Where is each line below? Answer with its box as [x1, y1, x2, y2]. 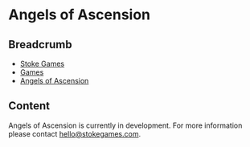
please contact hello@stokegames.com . [8, 129, 141, 138]
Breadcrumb [8, 38, 72, 51]
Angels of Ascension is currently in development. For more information [8, 120, 243, 130]
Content [8, 99, 51, 113]
